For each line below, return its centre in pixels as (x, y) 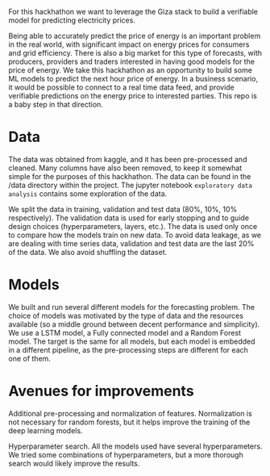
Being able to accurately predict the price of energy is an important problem (135, 36)
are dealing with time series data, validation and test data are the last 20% (131, 243)
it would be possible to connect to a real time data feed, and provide (122, 87)
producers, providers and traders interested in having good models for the (132, 61)
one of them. (29, 358)
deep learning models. (46, 430)
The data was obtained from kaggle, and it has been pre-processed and (128, 159)
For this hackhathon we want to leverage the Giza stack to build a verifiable (133, 12)
